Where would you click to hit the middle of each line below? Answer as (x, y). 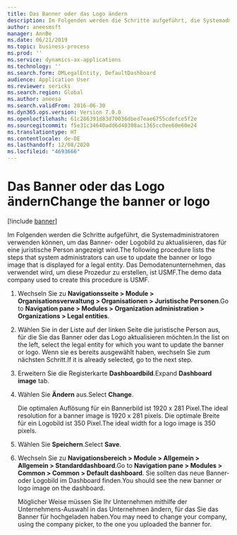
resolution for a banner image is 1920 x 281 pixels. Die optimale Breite (119, 415)
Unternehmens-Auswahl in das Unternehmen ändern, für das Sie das (118, 509)
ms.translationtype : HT (42, 132)
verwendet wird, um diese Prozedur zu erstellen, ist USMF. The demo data (115, 272)
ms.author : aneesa (34, 100)
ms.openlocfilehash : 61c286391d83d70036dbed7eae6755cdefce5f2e (102, 119)
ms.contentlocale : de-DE (44, 138)
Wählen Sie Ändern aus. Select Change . (75, 394)
